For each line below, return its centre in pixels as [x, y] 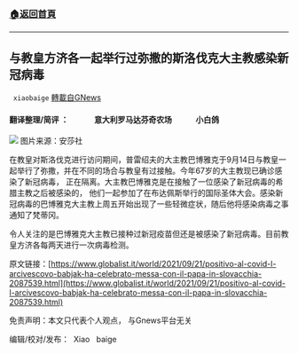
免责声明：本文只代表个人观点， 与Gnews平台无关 [101, 320]
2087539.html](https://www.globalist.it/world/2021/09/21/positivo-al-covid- [148, 283]
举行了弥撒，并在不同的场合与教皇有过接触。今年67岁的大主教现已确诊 [145, 171]
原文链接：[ [30, 264]
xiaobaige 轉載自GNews [57, 98]
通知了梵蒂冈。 [36, 216]
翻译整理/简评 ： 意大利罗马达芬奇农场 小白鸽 [114, 119]
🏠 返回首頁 [33, 13]
